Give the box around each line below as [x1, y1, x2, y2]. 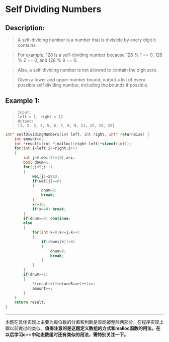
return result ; [14, 300, 46, 305]
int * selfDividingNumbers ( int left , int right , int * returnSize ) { [5, 132, 150, 137]
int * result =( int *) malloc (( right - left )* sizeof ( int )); [14, 141, 132, 146]
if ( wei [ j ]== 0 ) [32, 178, 62, 184]
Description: [5, 24, 45, 32]
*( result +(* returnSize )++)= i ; [32, 281, 96, 286]
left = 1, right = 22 [17, 114, 63, 119]
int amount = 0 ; [14, 137, 44, 142]
